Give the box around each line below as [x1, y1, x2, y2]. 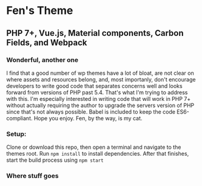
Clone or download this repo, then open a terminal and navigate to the [6, 143, 181, 151]
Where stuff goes [6, 171, 59, 180]
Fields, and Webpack [6, 37, 87, 47]
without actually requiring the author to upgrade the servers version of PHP [6, 102, 195, 109]
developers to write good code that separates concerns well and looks [6, 82, 183, 89]
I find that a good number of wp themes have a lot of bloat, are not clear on [6, 69, 194, 77]
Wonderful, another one [6, 55, 79, 64]
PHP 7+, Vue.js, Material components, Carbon [6, 28, 184, 38]
